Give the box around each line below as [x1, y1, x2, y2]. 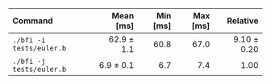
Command [12, 15, 54, 26]
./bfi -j [12, 57, 46, 66]
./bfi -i [12, 36, 46, 45]
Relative [227, 15, 259, 26]
